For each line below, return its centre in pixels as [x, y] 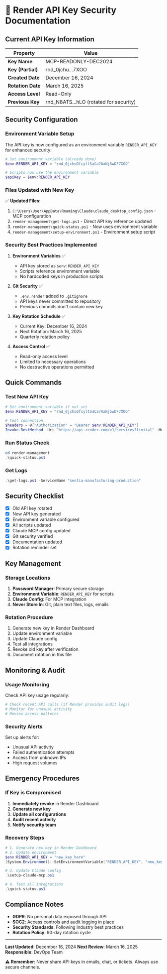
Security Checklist [35, 496]
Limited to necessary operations [53, 362]
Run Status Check [27, 443]
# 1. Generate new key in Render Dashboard [51, 848]
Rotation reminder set [35, 548]
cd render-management [28, 453]
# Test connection [24, 421]
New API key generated [37, 514]
